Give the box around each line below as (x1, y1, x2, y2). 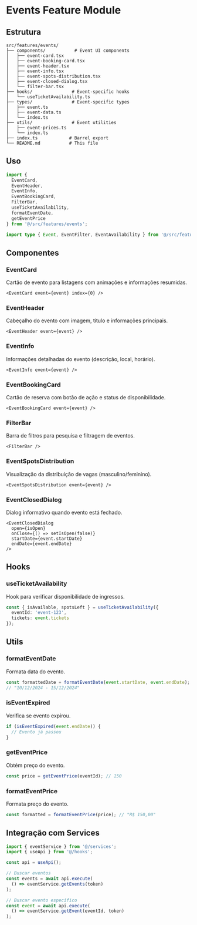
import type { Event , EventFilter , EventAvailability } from (6, 232, 159, 238)
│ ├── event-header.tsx (6, 63, 69, 69)
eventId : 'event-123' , (11, 610, 67, 616)
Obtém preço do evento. (6, 762, 65, 769)
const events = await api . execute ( (6, 876, 93, 882)
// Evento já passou (11, 729, 62, 735)
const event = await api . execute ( (6, 903, 91, 909)
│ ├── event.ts (6, 104, 49, 110)
